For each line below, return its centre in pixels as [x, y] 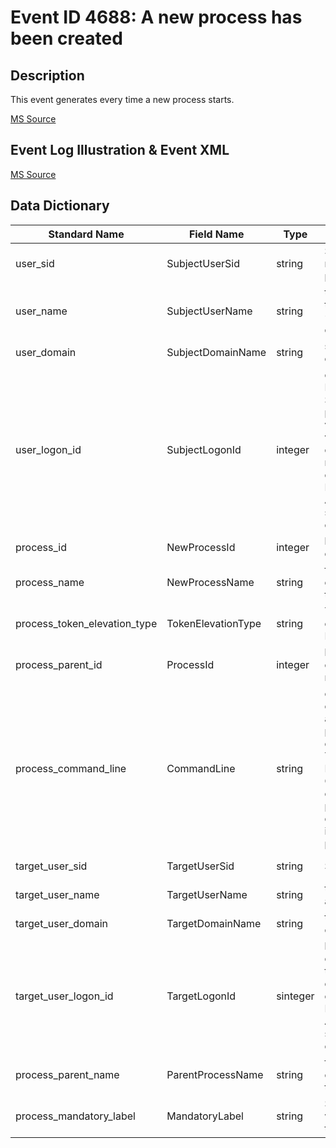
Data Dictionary [60, 206]
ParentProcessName [215, 1074]
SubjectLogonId [204, 449]
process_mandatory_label [75, 1116]
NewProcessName [210, 582]
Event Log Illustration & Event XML [120, 150]
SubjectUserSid [203, 263]
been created [66, 38]
